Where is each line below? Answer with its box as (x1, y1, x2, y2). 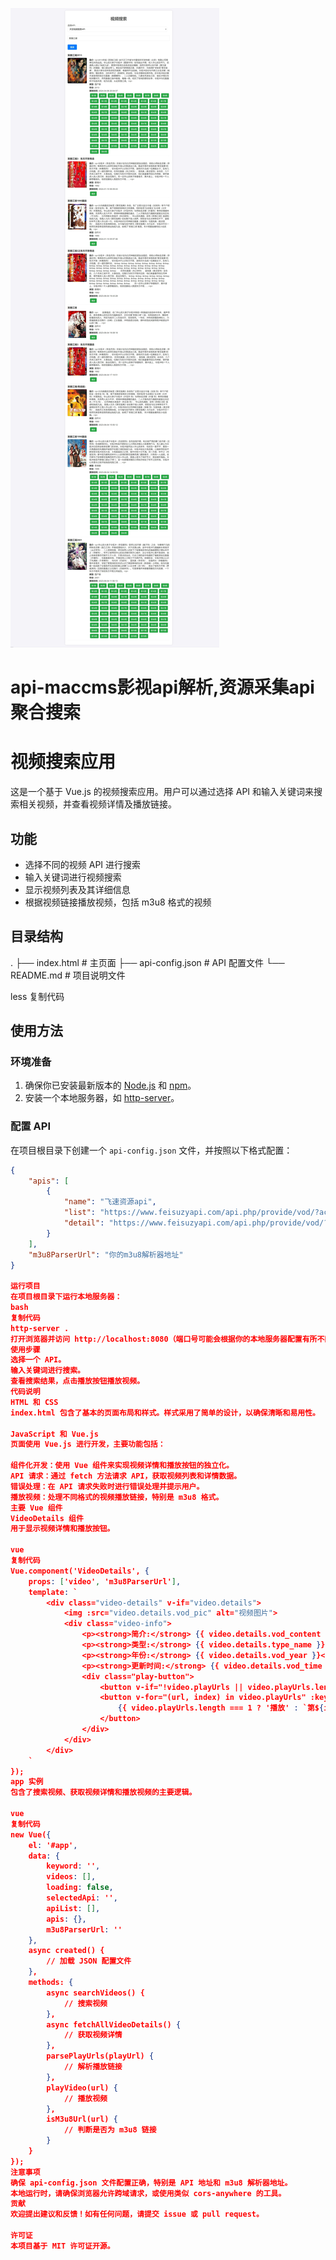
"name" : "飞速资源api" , (63, 1197, 157, 1207)
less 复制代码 (10, 990, 65, 1002)
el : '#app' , (28, 1840, 78, 1850)
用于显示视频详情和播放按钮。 (10, 1524, 115, 1534)
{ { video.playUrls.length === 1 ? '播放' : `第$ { (117, 1703, 325, 1713)
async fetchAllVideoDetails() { (46, 2019, 182, 2030)
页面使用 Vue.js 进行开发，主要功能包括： (10, 1439, 166, 1450)
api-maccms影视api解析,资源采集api (10, 676, 315, 699)
